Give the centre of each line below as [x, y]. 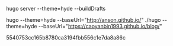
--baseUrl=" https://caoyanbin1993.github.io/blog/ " [100, 26]
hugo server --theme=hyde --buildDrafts [56, 9]
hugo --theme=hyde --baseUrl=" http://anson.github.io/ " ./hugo [84, 20]
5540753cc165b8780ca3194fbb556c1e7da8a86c [66, 37]
